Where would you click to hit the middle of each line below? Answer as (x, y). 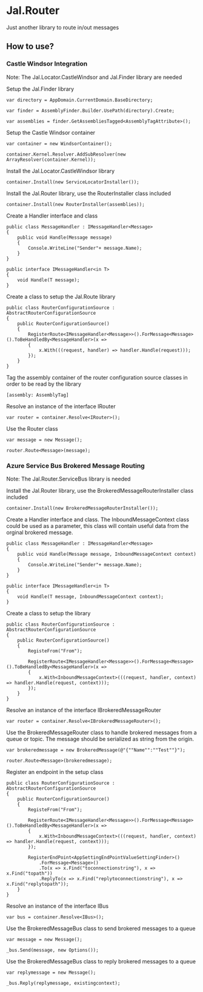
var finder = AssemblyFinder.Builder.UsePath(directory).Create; (90, 111)
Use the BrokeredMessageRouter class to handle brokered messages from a (101, 732)
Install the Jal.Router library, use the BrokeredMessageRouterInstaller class (100, 490)
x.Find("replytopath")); (38, 884)
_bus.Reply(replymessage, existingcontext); (63, 983)
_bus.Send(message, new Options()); (52, 950)
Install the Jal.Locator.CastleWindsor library (61, 171)
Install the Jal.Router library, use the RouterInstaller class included (89, 193)
